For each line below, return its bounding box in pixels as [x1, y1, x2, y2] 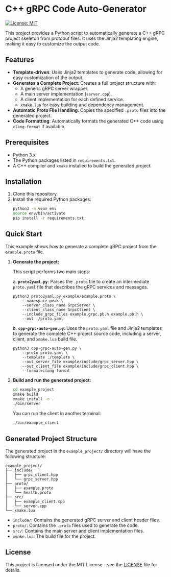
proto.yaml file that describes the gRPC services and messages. [12, 284, 148, 290]
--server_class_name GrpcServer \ [22, 302, 95, 308]
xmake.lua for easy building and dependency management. [20, 102, 144, 108]
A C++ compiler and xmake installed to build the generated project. [12, 162, 152, 169]
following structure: [5, 453, 46, 460]
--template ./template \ [22, 354, 75, 360]
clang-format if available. [12, 123, 66, 129]
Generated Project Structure [5, 435, 97, 443]
